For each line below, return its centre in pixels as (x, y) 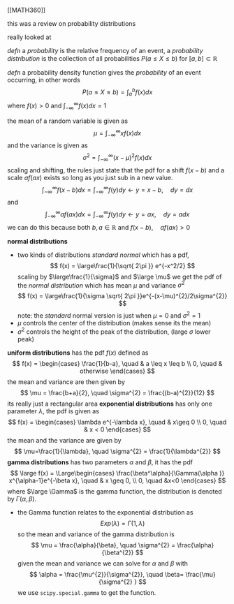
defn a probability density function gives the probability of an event (104, 72)
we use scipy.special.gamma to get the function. (87, 592)
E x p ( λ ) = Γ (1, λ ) (123, 523)
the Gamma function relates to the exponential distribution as (105, 512)
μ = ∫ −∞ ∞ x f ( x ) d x (117, 133)
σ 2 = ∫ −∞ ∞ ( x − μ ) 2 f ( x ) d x (117, 158)
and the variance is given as (48, 145)
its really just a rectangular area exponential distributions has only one (110, 404)
